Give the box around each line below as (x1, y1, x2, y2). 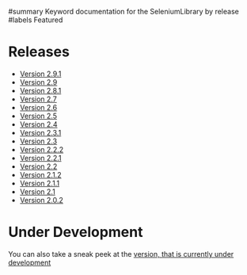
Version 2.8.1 (19, 86, 62, 95)
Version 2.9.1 (19, 69, 62, 78)
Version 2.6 (19, 102, 58, 112)
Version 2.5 (19, 111, 58, 120)
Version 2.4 (19, 119, 58, 129)
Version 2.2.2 (19, 144, 64, 154)
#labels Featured (8, 15, 63, 25)
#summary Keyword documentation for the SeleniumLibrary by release (8, 7, 239, 16)
